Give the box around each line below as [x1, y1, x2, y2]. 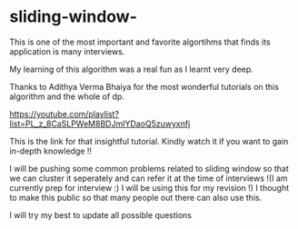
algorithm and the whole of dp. [9, 91, 125, 102]
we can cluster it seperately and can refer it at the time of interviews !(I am [9, 173, 288, 184]
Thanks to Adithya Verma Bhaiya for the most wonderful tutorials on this [9, 81, 280, 92]
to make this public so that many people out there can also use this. [9, 192, 263, 203]
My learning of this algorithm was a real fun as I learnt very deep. [9, 64, 254, 75]
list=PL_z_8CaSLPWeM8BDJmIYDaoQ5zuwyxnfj [9, 118, 191, 129]
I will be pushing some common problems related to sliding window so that [9, 163, 289, 174]
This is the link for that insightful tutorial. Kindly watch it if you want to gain [9, 135, 289, 146]
